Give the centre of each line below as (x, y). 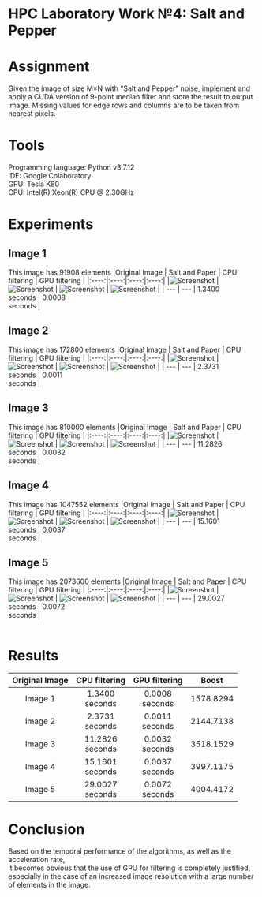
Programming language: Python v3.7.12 (71, 167)
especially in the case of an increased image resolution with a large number (131, 876)
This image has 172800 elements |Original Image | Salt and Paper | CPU (125, 349)
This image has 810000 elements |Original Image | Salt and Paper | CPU (125, 427)
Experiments (51, 224)
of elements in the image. (49, 885)
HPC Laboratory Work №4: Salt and (127, 14)
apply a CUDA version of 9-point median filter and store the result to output (131, 97)
